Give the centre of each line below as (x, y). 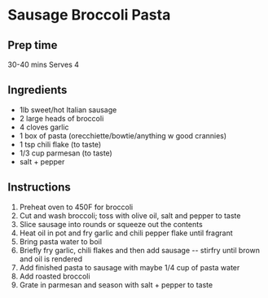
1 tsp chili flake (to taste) (60, 144)
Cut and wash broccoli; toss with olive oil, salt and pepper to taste (130, 215)
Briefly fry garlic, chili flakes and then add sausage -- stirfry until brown (139, 250)
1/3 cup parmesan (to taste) (66, 153)
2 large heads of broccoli (62, 118)
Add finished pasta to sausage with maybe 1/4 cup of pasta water (130, 267)
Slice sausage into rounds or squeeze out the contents (111, 224)
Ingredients (37, 90)
